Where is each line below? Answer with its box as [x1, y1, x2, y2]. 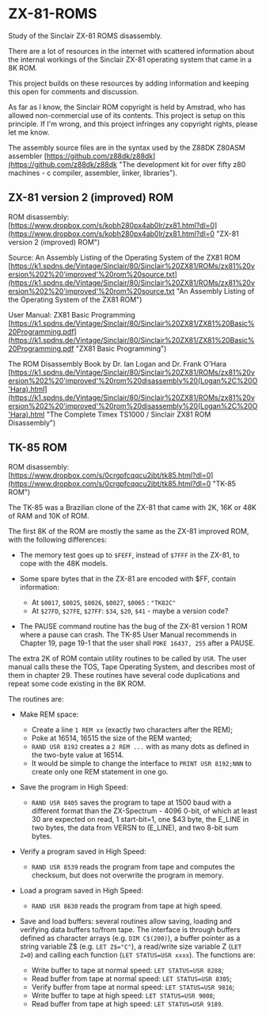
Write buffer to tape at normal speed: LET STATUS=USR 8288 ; [31, 965, 224, 975]
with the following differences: [8, 535, 107, 544]
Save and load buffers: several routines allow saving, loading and [19, 916, 232, 926]
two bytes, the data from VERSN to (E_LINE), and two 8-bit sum [31, 823, 239, 832]
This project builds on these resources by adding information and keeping [8, 78, 249, 88]
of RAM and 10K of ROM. [8, 511, 89, 520]
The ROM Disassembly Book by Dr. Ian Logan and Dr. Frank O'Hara [8, 359, 227, 368]
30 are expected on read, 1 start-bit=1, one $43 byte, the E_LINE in [31, 814, 249, 824]
